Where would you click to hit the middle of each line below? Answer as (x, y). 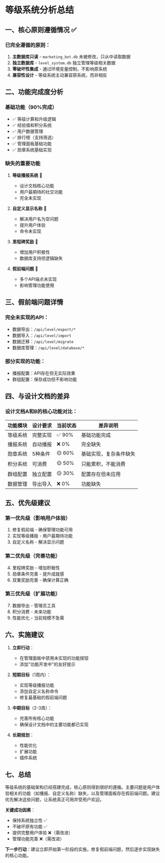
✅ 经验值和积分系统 (32, 125)
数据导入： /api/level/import (42, 335)
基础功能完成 (96, 435)
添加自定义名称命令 (39, 691)
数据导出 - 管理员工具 (34, 605)
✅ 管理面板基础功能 (32, 144)
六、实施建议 (25, 635)
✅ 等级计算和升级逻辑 (34, 119)
